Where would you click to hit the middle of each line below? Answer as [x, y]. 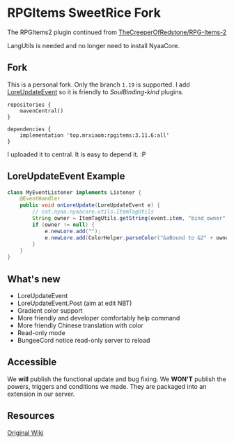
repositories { [29, 105]
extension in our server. [41, 394]
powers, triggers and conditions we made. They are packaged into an [107, 386]
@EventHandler [40, 199]
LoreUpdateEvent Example [66, 176]
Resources [31, 416]
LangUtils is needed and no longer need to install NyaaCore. [93, 45]
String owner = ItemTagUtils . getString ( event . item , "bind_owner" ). [132, 219]
